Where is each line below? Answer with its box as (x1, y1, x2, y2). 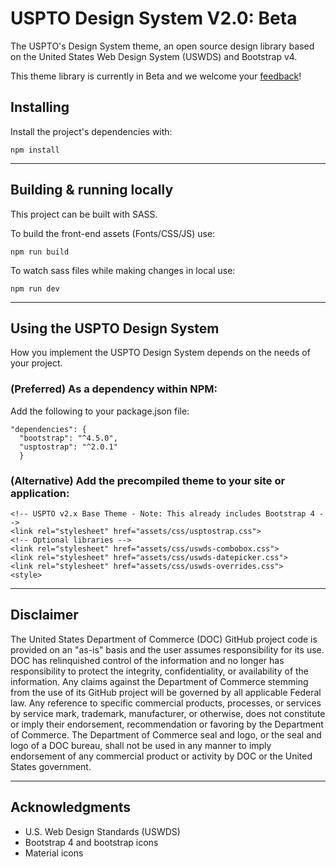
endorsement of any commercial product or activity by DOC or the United (10, 750, 313, 762)
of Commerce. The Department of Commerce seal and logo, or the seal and (10, 728, 322, 741)
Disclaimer (10, 607, 79, 624)
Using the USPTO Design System (10, 320, 220, 337)
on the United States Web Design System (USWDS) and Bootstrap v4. (10, 50, 298, 62)
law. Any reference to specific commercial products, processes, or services (10, 697, 322, 709)
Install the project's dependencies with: (10, 125, 173, 137)
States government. (10, 760, 92, 772)
